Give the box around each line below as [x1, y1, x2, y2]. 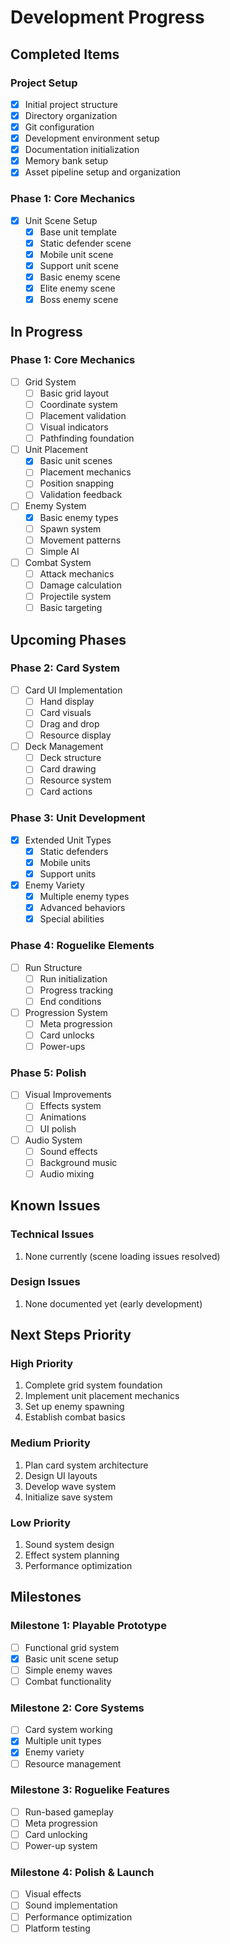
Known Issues [10, 1197, 101, 1215]
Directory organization [24, 109, 118, 121]
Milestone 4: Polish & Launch [10, 1866, 155, 1880]
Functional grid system [24, 1641, 120, 1653]
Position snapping [39, 477, 115, 490]
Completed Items [10, 46, 120, 63]
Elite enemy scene [39, 282, 116, 294]
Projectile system [39, 590, 112, 602]
